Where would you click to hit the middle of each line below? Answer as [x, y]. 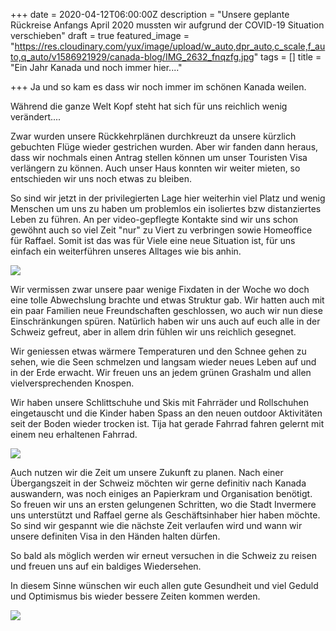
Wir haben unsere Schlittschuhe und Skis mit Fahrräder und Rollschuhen [160, 402]
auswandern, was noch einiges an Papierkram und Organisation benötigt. [161, 493]
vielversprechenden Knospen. [72, 383]
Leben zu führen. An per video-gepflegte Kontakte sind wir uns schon [154, 219]
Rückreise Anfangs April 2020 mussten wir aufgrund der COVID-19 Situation [167, 25]
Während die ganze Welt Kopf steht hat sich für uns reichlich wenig [149, 106]
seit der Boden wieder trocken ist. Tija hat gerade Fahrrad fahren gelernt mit [167, 423]
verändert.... [36, 117]
